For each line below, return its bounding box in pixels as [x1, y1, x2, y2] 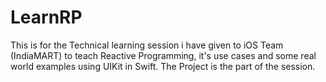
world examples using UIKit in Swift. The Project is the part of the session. [10, 60, 316, 72]
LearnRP [10, 6, 83, 29]
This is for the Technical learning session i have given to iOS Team [10, 39, 284, 51]
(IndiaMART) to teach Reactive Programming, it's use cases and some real [10, 49, 317, 61]
